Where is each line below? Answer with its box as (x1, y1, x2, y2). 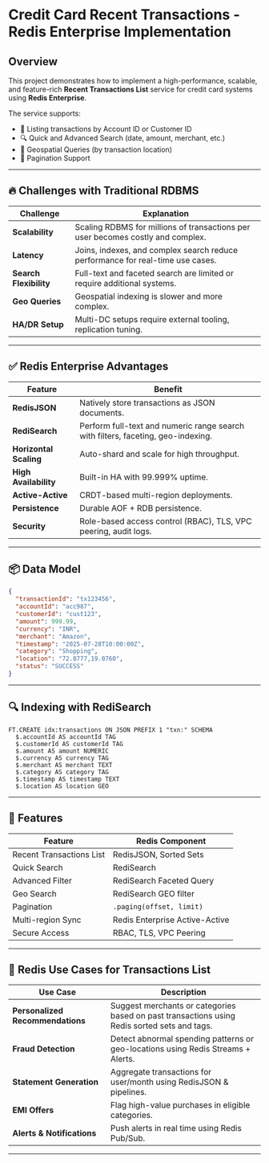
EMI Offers (12, 1104, 54, 1116)
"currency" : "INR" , (15, 625, 81, 633)
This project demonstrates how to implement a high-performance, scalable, (8, 76, 258, 85)
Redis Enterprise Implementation (8, 22, 231, 41)
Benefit (154, 383, 183, 394)
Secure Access (12, 927, 70, 938)
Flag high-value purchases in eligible (110, 1100, 251, 1111)
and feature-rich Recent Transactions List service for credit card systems (8, 84, 254, 94)
